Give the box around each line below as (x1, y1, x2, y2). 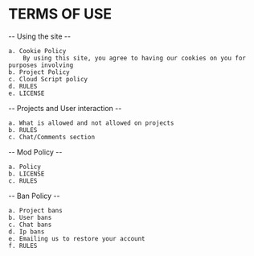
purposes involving (8, 61, 74, 69)
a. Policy (8, 163, 42, 171)
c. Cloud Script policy (8, 75, 88, 83)
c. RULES (8, 176, 38, 185)
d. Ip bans (8, 227, 45, 236)
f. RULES (8, 242, 38, 250)
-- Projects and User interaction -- (8, 103, 122, 113)
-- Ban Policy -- (8, 191, 60, 200)
